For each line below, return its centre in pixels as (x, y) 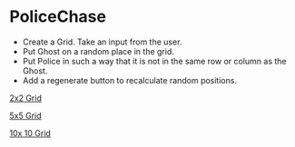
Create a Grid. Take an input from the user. (102, 42)
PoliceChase (58, 17)
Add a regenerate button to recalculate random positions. (130, 80)
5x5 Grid (26, 115)
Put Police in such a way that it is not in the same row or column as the (155, 61)
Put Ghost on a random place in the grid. (98, 51)
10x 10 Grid (30, 132)
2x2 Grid (26, 98)
